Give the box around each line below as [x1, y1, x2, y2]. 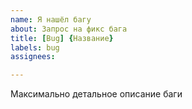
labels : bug [10, 42, 60, 53]
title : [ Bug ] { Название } [10, 33, 114, 43]
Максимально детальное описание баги [10, 88, 183, 100]
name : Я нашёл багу [10, 14, 92, 25]
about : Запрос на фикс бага [10, 24, 128, 34]
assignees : [10, 52, 56, 62]
